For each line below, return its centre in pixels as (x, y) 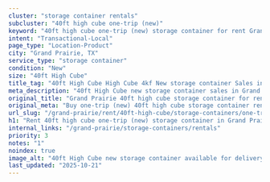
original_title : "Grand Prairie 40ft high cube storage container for (129, 98)
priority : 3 (28, 135)
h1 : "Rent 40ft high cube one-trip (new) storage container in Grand (127, 121)
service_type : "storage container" (68, 61)
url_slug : (25, 114)
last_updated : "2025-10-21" (55, 166)
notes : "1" (27, 143)
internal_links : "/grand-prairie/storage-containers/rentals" (115, 128)
